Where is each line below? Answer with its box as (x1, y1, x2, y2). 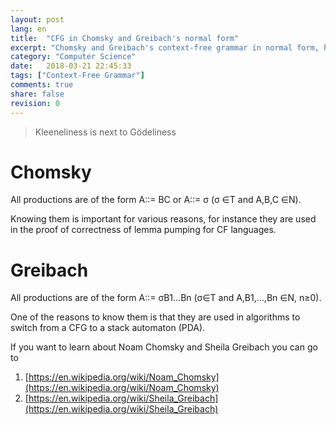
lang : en (10, 24, 47, 34)
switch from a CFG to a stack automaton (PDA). (10, 322, 206, 334)
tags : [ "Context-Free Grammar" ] (10, 71, 145, 81)
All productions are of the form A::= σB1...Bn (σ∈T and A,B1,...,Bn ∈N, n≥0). (10, 292, 322, 304)
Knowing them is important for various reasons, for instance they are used (10, 213, 317, 225)
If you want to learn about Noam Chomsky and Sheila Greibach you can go (10, 341, 318, 353)
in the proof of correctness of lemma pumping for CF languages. (10, 224, 277, 236)
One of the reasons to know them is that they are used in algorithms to (10, 311, 301, 323)
